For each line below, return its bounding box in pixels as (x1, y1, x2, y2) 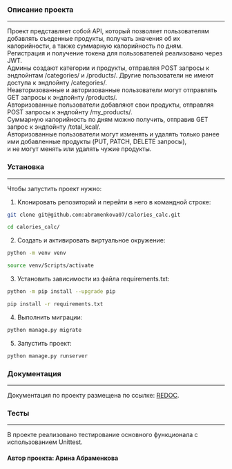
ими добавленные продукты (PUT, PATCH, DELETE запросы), (7, 137, 187, 146)
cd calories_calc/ (7, 224, 60, 231)
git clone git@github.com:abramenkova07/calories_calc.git (7, 211, 181, 218)
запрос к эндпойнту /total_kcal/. (7, 123, 101, 131)
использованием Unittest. (7, 438, 83, 446)
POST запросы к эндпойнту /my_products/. (7, 108, 133, 116)
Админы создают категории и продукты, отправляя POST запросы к (7, 64, 209, 72)
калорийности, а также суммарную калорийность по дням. (7, 42, 183, 50)
